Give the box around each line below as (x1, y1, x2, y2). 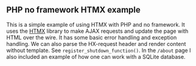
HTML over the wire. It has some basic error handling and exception (6, 33, 177, 41)
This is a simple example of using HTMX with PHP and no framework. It (6, 21, 186, 28)
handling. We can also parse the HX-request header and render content (6, 40, 186, 47)
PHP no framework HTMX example (6, 5, 141, 15)
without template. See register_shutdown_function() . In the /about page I (6, 47, 191, 54)
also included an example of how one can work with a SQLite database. (6, 53, 186, 60)
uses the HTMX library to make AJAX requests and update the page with (6, 27, 189, 35)
